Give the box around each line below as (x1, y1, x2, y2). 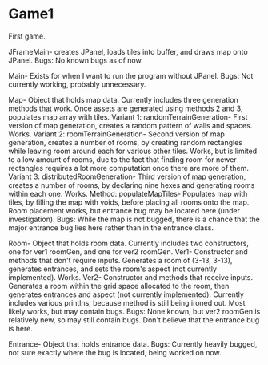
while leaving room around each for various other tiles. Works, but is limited (8, 146, 258, 156)
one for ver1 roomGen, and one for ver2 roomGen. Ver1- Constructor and (8, 246, 248, 257)
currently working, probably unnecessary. (8, 79, 146, 89)
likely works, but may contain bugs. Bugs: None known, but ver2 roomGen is (8, 306, 261, 316)
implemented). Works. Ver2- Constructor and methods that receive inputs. (8, 272, 254, 282)
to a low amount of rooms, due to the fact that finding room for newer (8, 154, 238, 164)
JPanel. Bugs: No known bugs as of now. (8, 55, 143, 65)
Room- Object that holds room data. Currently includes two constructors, (8, 238, 250, 248)
